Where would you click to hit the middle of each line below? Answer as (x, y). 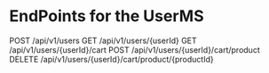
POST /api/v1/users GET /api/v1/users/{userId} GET (103, 40)
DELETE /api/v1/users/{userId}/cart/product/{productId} (112, 59)
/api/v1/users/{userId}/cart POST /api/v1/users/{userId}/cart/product (134, 49)
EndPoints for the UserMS (107, 16)
